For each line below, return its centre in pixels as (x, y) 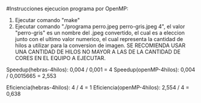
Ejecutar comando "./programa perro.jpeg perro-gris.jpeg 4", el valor (100, 26)
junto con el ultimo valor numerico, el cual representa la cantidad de (99, 39)
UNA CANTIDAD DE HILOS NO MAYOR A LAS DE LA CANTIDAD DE (98, 52)
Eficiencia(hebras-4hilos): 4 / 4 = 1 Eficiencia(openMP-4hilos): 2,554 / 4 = (98, 88)
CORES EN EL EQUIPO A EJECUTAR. (60, 58)
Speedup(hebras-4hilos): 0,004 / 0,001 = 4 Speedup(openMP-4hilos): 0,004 (101, 70)
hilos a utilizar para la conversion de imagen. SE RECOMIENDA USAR (100, 45)
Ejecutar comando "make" (47, 20)
